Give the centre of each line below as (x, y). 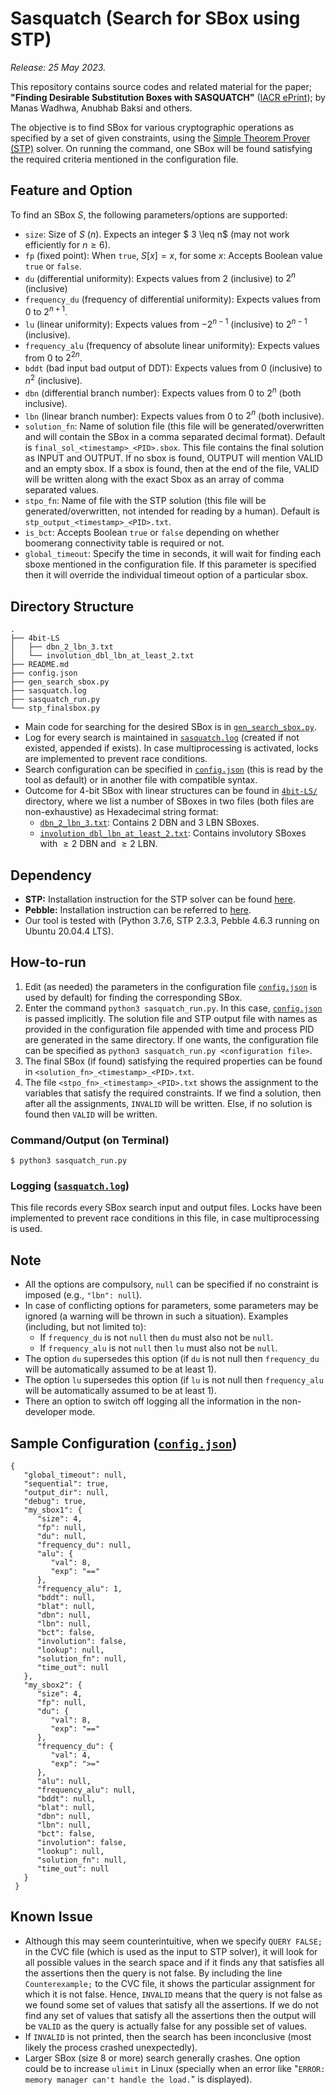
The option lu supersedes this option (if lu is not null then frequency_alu (174, 1380)
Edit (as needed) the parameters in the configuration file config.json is (171, 986)
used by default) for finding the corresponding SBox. (133, 997)
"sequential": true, (66, 1484)
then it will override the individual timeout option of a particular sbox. (166, 575)
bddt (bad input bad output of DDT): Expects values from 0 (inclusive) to (173, 368)
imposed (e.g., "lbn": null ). (83, 1295)
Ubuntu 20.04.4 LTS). (69, 931)
